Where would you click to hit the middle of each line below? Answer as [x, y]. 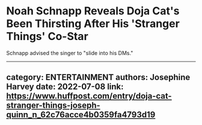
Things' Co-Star [47, 36]
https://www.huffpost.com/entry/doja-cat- [89, 96]
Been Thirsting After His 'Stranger [93, 24]
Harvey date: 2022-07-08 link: [65, 87]
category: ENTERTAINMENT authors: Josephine [98, 77]
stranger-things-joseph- [53, 106]
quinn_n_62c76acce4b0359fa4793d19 [81, 115]
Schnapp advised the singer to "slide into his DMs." [70, 53]
